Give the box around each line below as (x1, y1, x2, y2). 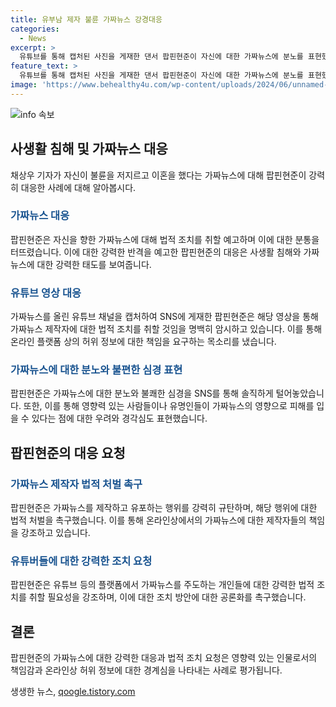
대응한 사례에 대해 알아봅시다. (20, 181, 137, 193)
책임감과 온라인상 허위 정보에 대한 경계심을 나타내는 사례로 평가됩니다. (10, 664, 283, 676)
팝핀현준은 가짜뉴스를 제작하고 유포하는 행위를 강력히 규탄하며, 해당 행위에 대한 (10, 502, 318, 514)
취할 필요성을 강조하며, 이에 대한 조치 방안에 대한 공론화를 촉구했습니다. (28, 591, 307, 603)
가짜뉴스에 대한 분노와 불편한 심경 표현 (10, 363, 183, 377)
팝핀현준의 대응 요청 (10, 444, 126, 461)
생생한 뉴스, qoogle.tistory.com (10, 686, 136, 698)
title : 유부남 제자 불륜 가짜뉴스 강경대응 (10, 14, 163, 25)
